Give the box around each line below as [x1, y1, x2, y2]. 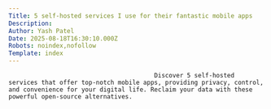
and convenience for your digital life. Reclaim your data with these [8, 86, 253, 94]
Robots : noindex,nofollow [8, 42, 96, 50]
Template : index [8, 49, 63, 57]
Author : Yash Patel [8, 27, 75, 35]
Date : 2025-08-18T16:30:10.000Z [8, 34, 118, 43]
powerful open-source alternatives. [8, 93, 133, 101]
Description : [8, 19, 53, 27]
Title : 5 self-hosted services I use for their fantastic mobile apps [8, 11, 253, 20]
